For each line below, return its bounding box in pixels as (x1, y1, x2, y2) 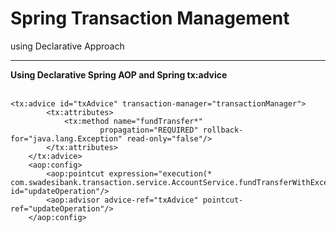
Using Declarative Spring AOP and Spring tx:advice (10, 68, 228, 81)
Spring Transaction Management (10, 7, 290, 30)
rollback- (202, 125, 244, 135)
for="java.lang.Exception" (10, 133, 123, 144)
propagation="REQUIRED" (99, 125, 199, 135)
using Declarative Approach (10, 40, 125, 52)
